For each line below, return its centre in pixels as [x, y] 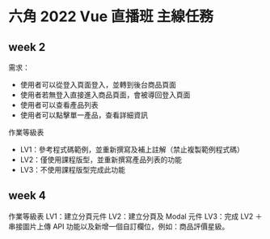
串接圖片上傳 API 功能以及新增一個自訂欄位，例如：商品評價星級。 [119, 226]
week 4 [27, 196]
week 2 [27, 47]
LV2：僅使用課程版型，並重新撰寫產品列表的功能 [101, 160]
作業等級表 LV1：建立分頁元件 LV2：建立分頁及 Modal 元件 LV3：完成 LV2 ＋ [135, 216]
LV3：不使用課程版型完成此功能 [73, 170]
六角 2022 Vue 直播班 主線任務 [111, 17]
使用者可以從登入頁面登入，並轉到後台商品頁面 [98, 85]
